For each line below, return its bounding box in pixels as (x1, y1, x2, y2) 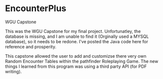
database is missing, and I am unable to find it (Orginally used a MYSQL (5, 33, 149, 39)
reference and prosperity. (5, 44, 57, 49)
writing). (5, 68, 22, 74)
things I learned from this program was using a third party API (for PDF (5, 63, 147, 69)
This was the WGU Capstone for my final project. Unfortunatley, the (5, 28, 141, 34)
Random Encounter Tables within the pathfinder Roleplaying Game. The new (5, 58, 159, 64)
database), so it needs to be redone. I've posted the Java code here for (5, 38, 148, 44)
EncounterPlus (5, 3, 67, 14)
